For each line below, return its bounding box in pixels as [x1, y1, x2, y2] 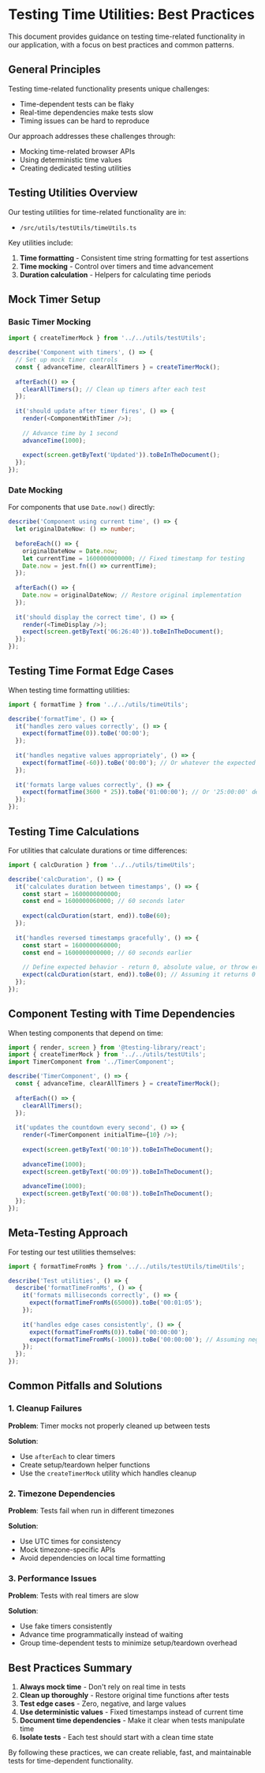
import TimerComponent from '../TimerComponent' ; [8, 1058, 175, 1066]
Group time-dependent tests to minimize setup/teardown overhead [19, 1638, 238, 1647]
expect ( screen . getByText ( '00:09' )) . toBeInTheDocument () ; [22, 1168, 214, 1175]
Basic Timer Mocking [8, 316, 91, 327]
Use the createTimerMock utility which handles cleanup [19, 1468, 197, 1478]
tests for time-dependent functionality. [8, 1756, 134, 1766]
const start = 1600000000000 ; [22, 890, 122, 898]
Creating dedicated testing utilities [19, 163, 132, 173]
